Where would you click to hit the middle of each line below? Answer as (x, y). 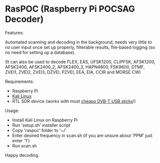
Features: (15, 33)
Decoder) (24, 19)
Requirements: (19, 81)
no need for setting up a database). (40, 52)
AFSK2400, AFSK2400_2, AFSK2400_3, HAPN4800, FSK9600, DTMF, (75, 67)
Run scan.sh (24, 146)
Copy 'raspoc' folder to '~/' (39, 130)
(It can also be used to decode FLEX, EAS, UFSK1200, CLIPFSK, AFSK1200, (80, 62)
